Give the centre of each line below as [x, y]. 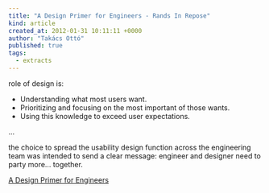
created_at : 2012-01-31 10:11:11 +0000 [75, 31]
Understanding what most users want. [83, 99]
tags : [17, 53]
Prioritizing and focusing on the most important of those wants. [125, 107]
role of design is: [36, 83]
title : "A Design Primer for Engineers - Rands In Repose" [110, 16]
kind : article [32, 23]
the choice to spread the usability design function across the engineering [130, 147]
